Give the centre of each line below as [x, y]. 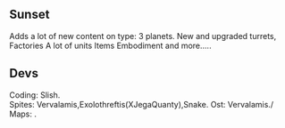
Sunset [29, 15]
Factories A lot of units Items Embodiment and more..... [110, 45]
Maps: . [23, 114]
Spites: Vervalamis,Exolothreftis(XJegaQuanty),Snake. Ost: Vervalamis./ [142, 104]
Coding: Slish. [35, 95]
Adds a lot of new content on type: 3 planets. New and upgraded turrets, [143, 36]
